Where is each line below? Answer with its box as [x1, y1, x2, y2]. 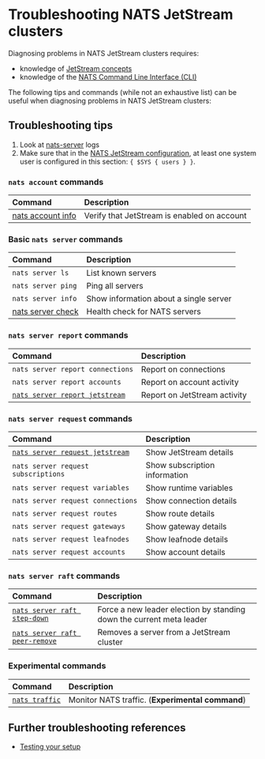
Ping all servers [86, 281, 144, 292]
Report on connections [140, 364, 226, 375]
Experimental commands [8, 660, 106, 671]
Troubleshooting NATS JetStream [8, 6, 234, 24]
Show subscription [145, 459, 215, 470]
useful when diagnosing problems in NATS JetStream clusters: [8, 96, 211, 105]
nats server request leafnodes [12, 534, 130, 543]
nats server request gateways [12, 522, 126, 531]
